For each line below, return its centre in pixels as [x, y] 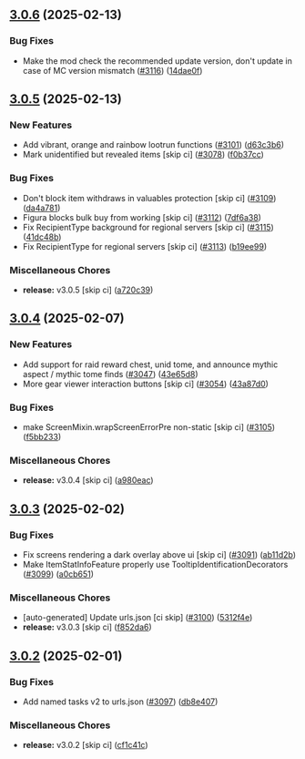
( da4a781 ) [41, 208]
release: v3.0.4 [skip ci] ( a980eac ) [88, 480]
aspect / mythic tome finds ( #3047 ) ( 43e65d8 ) [110, 374]
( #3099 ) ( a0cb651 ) [58, 574]
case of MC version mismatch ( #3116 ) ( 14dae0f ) [112, 70]
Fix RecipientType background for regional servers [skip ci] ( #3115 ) [148, 227]
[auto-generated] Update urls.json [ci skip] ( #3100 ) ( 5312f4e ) [137, 618]
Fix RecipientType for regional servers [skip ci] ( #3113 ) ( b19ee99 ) [145, 246]
